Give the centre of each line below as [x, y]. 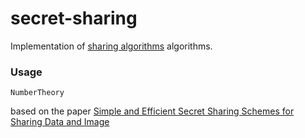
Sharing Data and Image [60, 122]
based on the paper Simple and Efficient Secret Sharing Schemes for [152, 111]
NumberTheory [37, 93]
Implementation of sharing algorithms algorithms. [111, 46]
